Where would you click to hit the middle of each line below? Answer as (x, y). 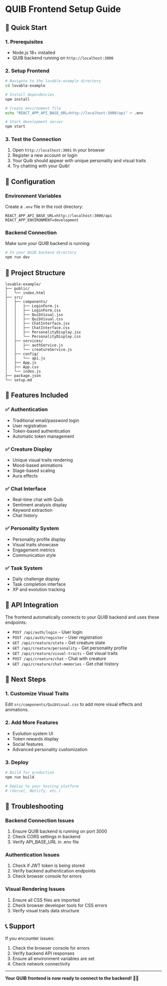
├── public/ (17, 289)
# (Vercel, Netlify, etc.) (33, 791)
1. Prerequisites (24, 42)
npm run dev (17, 257)
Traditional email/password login (46, 420)
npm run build (20, 777)
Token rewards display (35, 739)
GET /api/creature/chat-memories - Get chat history (66, 664)
